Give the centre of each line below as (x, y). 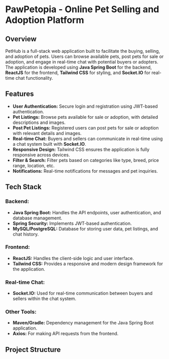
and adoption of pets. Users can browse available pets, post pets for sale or (84, 56)
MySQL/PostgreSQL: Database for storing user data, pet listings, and (85, 229)
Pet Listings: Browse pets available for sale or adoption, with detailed (85, 117)
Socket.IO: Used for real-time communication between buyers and (82, 293)
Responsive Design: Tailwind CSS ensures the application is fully (81, 149)
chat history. (26, 234)
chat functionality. (34, 78)
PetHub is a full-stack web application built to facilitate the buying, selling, (83, 51)
